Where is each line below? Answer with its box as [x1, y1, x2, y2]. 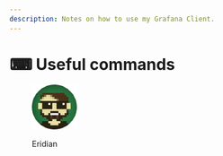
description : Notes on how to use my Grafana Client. [9, 14, 216, 23]
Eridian [31, 138, 58, 149]
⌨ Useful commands [9, 54, 175, 74]
